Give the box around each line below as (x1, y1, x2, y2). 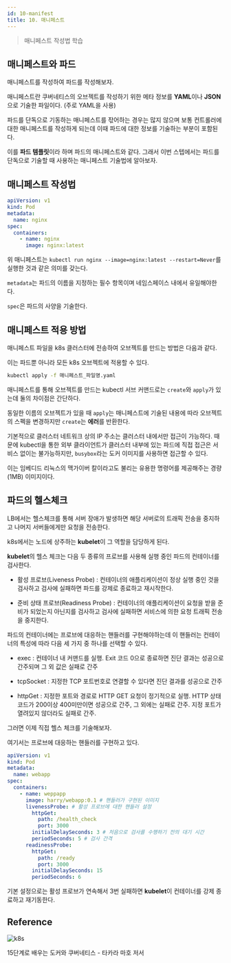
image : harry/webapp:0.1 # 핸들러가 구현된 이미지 (25, 797, 159, 804)
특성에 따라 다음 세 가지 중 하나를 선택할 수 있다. (19, 639, 148, 647)
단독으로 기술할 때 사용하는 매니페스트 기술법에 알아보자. (7, 156, 158, 165)
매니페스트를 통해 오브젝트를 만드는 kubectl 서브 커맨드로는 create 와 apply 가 (7, 385, 214, 394)
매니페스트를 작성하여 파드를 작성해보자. (7, 78, 114, 86)
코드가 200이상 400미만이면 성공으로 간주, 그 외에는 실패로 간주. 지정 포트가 (16, 700, 221, 709)
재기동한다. (25, 895, 56, 904)
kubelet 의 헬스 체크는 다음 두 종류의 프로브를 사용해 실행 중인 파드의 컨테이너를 (7, 552, 220, 560)
